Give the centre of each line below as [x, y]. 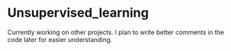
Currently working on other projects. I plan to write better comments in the [116, 32]
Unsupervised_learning [78, 13]
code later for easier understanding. [60, 39]
